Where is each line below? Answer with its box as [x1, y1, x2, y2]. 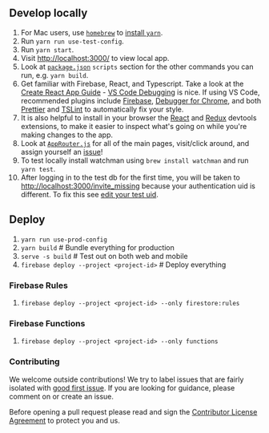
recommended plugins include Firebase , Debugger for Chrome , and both [20, 95, 262, 105]
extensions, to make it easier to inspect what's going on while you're [20, 121, 247, 131]
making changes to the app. [20, 130, 114, 140]
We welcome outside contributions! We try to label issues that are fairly [9, 374, 244, 384]
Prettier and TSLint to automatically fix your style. [20, 104, 184, 114]
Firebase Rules [9, 280, 69, 291]
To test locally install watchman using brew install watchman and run [20, 156, 249, 165]
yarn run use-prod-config [20, 236, 107, 244]
